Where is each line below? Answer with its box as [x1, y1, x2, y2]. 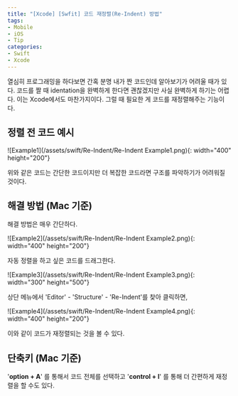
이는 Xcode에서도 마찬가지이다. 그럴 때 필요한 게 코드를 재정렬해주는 [16, 95, 206, 103]
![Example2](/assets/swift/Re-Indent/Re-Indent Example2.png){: [7, 234, 195, 242]
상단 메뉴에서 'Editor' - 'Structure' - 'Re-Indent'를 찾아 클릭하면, [7, 293, 188, 301]
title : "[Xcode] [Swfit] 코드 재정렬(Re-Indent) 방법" [7, 10, 163, 18]
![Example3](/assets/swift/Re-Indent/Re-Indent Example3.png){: [7, 271, 195, 279]
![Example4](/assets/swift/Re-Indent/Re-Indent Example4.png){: [7, 307, 195, 316]
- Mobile [7, 23, 33, 31]
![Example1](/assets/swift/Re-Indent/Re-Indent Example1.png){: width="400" [7, 146, 232, 154]
